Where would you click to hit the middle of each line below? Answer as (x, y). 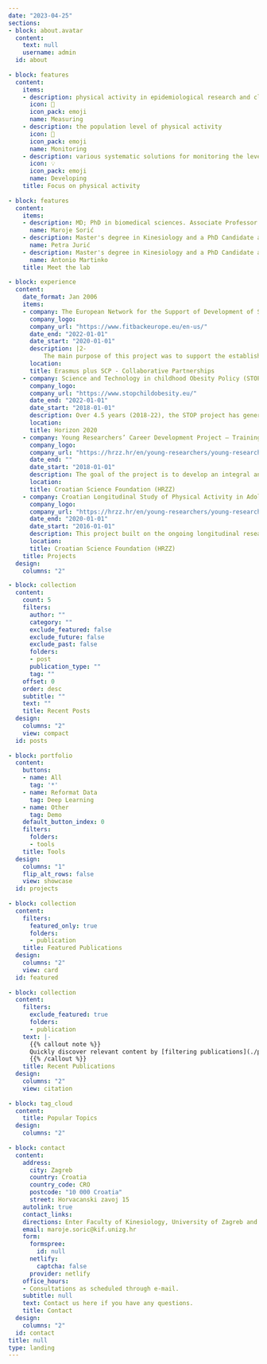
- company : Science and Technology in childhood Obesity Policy (131, 378)
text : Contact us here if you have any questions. (108, 1303)
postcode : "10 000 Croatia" (76, 1192)
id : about (31, 61)
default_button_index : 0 (64, 822)
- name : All (42, 778)
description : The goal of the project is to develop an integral (139, 475)
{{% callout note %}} (65, 1044)
